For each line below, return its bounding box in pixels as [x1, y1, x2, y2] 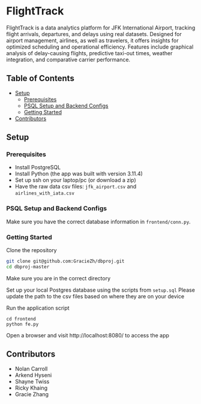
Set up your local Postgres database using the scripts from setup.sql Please [6, 286, 195, 294]
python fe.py [6, 321, 39, 327]
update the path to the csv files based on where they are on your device [6, 292, 185, 300]
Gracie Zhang [14, 390, 49, 397]
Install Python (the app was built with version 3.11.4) [14, 170, 143, 178]
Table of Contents [6, 73, 75, 83]
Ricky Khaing [14, 384, 48, 391]
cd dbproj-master [6, 264, 50, 270]
